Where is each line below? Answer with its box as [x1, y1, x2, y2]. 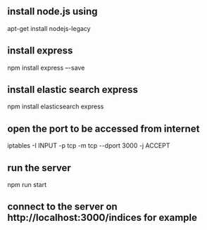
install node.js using [7, 6, 98, 18]
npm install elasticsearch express [7, 102, 104, 111]
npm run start [7, 181, 47, 189]
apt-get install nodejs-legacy [7, 24, 91, 32]
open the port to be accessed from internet [7, 122, 200, 134]
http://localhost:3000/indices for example [7, 212, 198, 224]
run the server [7, 162, 72, 174]
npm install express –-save [7, 63, 85, 72]
